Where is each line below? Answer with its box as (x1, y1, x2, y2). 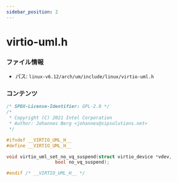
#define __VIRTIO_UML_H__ (6, 143, 72, 149)
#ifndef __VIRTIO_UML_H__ (6, 137, 72, 143)
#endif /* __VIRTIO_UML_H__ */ (6, 170, 85, 177)
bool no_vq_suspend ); (55, 159, 110, 166)
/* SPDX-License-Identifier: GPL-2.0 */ (6, 104, 110, 110)
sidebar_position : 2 (6, 8, 59, 15)
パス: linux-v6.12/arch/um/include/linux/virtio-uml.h (15, 73, 155, 80)
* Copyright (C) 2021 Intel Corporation (8, 115, 113, 121)
